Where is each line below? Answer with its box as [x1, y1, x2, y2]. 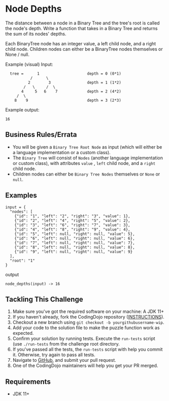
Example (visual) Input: [5, 61, 53, 67]
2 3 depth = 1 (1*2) [27, 80, 122, 85]
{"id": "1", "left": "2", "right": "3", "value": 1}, [14, 213, 130, 219]
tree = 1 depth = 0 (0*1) [10, 71, 122, 76]
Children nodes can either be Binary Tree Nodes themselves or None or [12, 171, 160, 177]
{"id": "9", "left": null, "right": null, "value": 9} [14, 249, 133, 254]
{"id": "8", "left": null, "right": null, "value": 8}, [14, 245, 136, 250]
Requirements [5, 377, 51, 386]
